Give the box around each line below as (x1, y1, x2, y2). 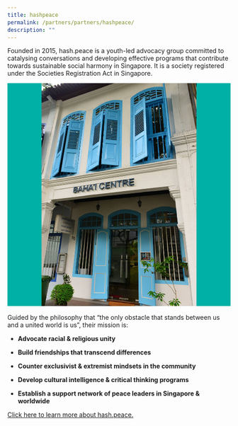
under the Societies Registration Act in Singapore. (7, 69, 153, 78)
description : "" (7, 26, 55, 33)
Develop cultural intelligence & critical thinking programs (17, 376, 189, 384)
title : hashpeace (7, 11, 59, 18)
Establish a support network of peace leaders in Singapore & (17, 389, 200, 398)
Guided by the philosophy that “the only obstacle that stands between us (7, 313, 220, 322)
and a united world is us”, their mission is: (7, 321, 129, 329)
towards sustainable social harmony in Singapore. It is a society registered (7, 62, 225, 70)
